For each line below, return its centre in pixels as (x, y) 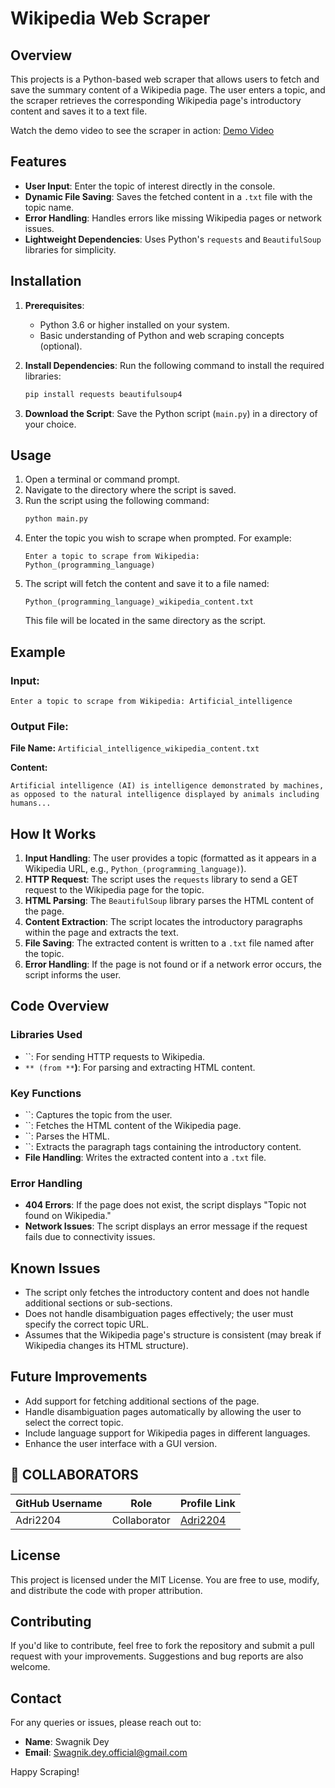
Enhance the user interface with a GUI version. (121, 1443)
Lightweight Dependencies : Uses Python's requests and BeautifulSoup (173, 239)
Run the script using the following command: (117, 501)
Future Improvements (79, 1377)
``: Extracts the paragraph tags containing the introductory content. (163, 1146)
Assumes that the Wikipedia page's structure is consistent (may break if (173, 1335)
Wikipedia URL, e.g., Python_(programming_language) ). (135, 868)
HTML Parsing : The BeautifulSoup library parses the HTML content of (169, 900)
